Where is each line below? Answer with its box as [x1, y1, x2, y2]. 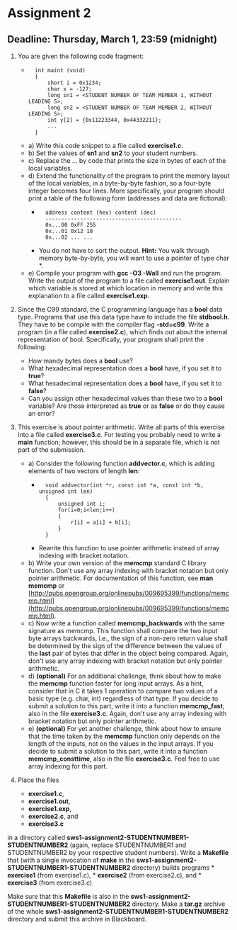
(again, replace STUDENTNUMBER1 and [69, 841, 187, 849]
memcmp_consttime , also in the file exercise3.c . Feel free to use [28, 754, 220, 763]
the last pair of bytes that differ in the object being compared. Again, [28, 650, 229, 657]
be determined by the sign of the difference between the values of [28, 642, 222, 650]
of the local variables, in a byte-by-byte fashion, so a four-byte [28, 179, 212, 187]
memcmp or [28, 582, 65, 589]
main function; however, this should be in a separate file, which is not [17, 438, 221, 446]
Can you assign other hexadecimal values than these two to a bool [28, 395, 223, 402]
